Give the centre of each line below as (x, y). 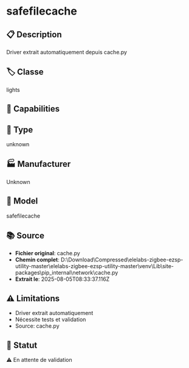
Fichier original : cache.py (47, 253)
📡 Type (20, 129)
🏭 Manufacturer (39, 164)
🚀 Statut (22, 345)
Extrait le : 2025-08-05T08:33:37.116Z (62, 279)
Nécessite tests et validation (50, 320)
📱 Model (22, 201)
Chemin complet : (37, 260)
